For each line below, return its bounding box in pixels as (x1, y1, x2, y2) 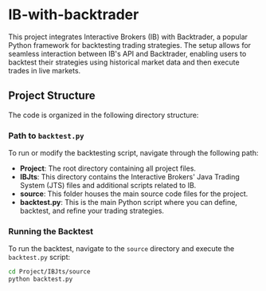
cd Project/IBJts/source (8, 268, 91, 276)
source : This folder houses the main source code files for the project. (19, 189, 248, 199)
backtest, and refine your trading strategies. (19, 206, 165, 216)
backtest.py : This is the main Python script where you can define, (19, 198, 237, 207)
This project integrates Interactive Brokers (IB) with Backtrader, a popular (8, 32, 248, 41)
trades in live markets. (8, 65, 81, 75)
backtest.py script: (8, 253, 71, 262)
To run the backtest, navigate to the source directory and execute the (8, 244, 235, 254)
